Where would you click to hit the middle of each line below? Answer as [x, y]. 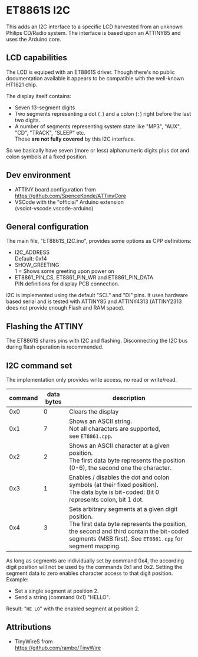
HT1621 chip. [22, 84]
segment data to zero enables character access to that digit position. [90, 573]
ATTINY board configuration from [55, 189]
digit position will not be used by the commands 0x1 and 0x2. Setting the [94, 567]
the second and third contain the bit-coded [129, 531]
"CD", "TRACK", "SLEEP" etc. [50, 132]
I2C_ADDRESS [32, 252]
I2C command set [39, 365]
